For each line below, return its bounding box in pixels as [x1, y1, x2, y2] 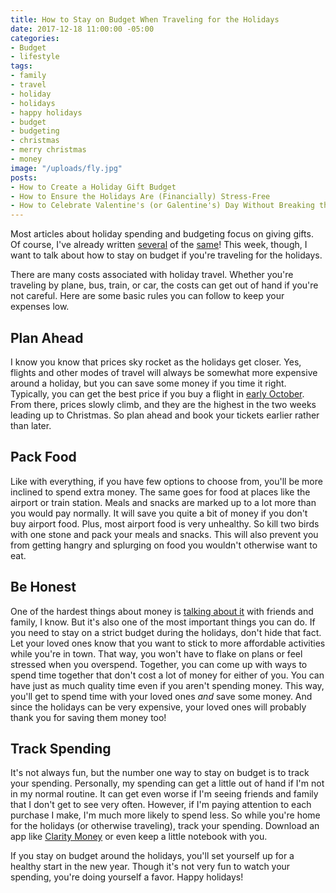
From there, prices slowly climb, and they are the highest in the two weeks [10, 398, 317, 410]
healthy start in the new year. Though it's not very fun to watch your [10, 861, 291, 873]
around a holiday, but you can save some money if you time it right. [10, 377, 287, 389]
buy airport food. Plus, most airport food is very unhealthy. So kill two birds [10, 517, 320, 530]
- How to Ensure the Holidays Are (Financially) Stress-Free [10, 191, 271, 201]
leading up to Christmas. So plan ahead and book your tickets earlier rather [10, 409, 320, 421]
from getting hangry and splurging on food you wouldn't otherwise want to [10, 539, 318, 551]
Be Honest [10, 579, 77, 596]
